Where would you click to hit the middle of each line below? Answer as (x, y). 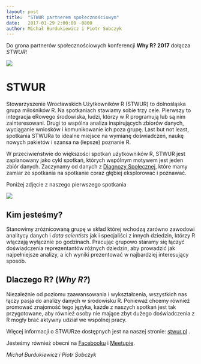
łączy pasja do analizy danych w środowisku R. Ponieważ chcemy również (98, 300)
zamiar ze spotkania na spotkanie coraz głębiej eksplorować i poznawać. (97, 173)
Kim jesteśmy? (34, 214)
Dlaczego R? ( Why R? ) (49, 280)
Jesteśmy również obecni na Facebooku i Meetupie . (70, 343)
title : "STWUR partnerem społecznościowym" (63, 17)
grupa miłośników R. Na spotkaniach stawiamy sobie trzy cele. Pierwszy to (99, 110)
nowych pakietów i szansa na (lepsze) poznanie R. (68, 142)
